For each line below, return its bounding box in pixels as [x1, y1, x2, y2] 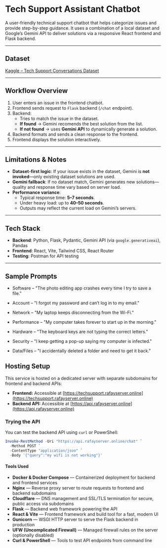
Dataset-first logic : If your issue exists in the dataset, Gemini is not [12, 169, 150, 174]
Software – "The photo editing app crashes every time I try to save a [12, 285, 152, 291]
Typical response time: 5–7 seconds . [19, 195, 95, 201]
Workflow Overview [5, 86, 68, 95]
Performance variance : [12, 189, 61, 196]
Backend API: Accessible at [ [12, 400, 73, 406]
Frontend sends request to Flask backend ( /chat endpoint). [12, 105, 133, 111]
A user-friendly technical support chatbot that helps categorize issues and [5, 20, 157, 26]
